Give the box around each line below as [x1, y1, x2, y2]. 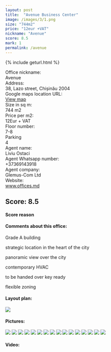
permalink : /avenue [5, 45, 47, 50]
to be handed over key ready [5, 274, 66, 280]
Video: [5, 341, 20, 347]
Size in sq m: [5, 101, 32, 107]
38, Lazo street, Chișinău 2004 [5, 85, 70, 92]
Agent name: [5, 144, 32, 151]
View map [5, 96, 26, 102]
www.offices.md [5, 183, 40, 189]
